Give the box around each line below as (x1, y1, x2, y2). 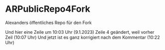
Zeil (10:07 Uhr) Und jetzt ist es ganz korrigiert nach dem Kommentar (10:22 (5, 34, 160, 40)
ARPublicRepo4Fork (5, 3, 90, 15)
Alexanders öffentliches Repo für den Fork (5, 20, 92, 25)
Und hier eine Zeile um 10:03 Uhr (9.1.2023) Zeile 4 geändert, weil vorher (5, 29, 155, 35)
